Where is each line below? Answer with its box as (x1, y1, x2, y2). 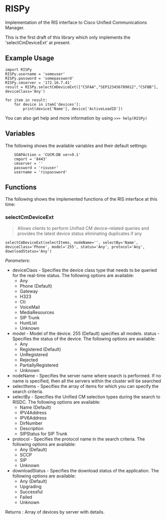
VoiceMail (19, 304, 40, 310)
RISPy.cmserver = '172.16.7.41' (5, 80, 72, 85)
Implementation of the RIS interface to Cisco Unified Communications (5, 19, 147, 25)
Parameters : (5, 257, 31, 263)
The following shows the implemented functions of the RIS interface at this (5, 196, 158, 202)
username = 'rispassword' (14, 169, 68, 174)
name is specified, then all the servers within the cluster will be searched (12, 378, 161, 384)
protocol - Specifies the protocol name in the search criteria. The (12, 436, 145, 442)
